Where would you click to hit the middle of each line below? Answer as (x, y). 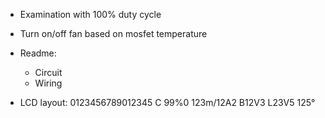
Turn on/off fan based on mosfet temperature (113, 33)
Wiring (48, 83)
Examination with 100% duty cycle (90, 14)
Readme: (38, 53)
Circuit (48, 72)
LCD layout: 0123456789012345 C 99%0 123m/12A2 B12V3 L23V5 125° (167, 102)
